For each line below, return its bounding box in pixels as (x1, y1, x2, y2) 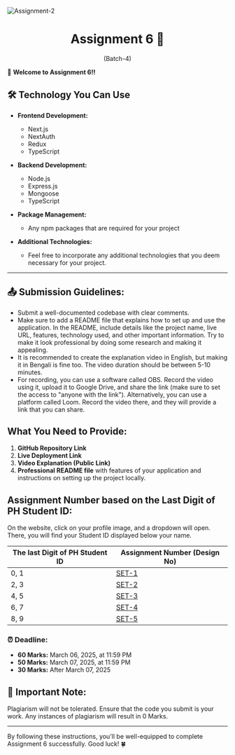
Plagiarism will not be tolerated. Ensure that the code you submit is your (7, 705, 215, 713)
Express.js (27, 182, 58, 190)
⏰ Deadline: (7, 635, 48, 645)
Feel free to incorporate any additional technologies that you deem (27, 251, 220, 259)
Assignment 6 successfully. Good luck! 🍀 (7, 740, 126, 748)
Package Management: (17, 210, 87, 219)
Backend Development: (17, 161, 87, 169)
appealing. (17, 346, 48, 354)
